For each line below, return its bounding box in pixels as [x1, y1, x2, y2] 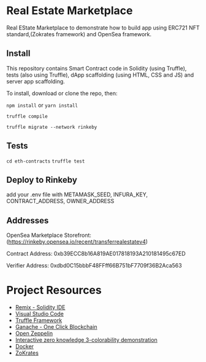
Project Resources [6, 283, 102, 298]
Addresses [6, 215, 49, 226]
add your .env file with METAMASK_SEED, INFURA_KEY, [6, 191, 148, 198]
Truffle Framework [15, 317, 63, 324]
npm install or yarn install [6, 101, 78, 109]
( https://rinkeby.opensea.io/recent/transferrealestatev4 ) [6, 238, 148, 245]
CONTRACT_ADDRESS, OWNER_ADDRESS [6, 198, 115, 205]
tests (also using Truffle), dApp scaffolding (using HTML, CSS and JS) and [6, 71, 194, 79]
